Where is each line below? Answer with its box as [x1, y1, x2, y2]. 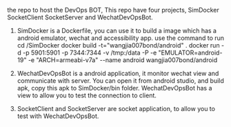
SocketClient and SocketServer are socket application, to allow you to [17, 105, 216, 113]
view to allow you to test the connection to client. [17, 91, 157, 99]
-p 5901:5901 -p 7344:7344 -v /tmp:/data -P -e [23, 48, 157, 57]
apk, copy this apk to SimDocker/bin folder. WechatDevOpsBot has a [17, 84, 212, 92]
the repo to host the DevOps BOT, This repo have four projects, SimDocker [7, 6, 219, 14]
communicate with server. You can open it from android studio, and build [17, 77, 224, 85]
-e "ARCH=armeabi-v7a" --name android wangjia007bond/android [28, 56, 218, 64]
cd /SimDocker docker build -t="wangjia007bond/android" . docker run [17, 41, 220, 49]
